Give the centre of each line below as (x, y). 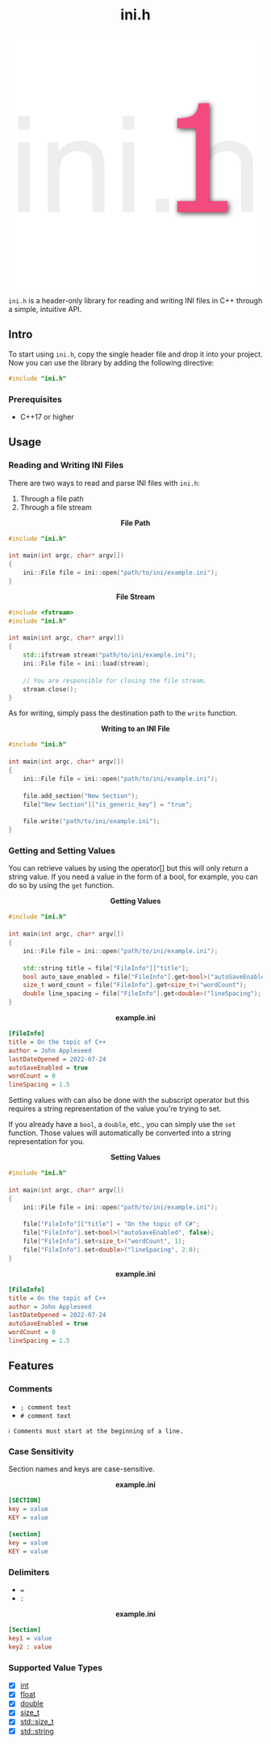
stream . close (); (50, 689)
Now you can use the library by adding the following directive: (111, 362)
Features (31, 1366)
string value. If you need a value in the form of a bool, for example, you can (133, 877)
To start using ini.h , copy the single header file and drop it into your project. (135, 354)
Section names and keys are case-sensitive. (82, 1468)
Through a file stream (56, 507)
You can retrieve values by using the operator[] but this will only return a (128, 868)
